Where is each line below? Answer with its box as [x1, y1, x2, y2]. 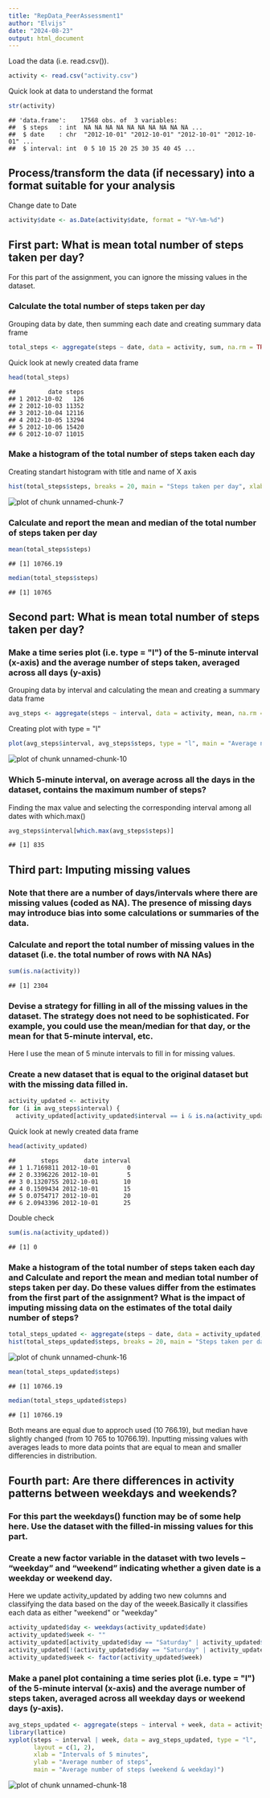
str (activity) [8, 102, 56, 110]
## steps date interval [8, 1156, 131, 1165]
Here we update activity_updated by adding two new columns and [8, 1590, 227, 1601]
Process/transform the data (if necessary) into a [8, 167, 256, 180]
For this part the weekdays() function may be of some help [8, 1510, 241, 1521]
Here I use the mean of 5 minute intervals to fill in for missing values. [8, 1049, 235, 1059]
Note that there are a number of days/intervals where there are [8, 887, 259, 898]
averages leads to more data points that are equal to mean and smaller [8, 1442, 243, 1452]
